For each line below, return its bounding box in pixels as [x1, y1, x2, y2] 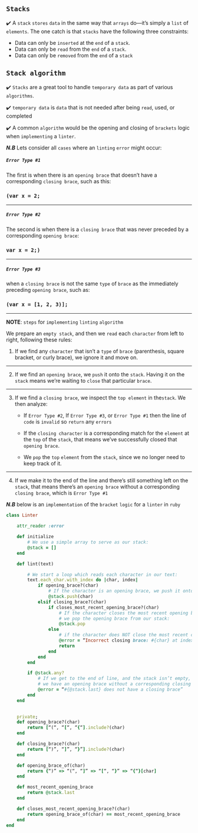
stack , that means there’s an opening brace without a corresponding [14, 483, 180, 490]
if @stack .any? [27, 670, 65, 676]
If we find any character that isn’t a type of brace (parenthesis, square [14, 348, 184, 355]
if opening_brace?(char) [37, 583, 99, 588]
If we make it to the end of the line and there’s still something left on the [14, 477, 189, 484]
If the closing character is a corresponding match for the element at [23, 429, 190, 437]
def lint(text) [16, 561, 54, 567]
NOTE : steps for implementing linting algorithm [6, 318, 124, 326]
